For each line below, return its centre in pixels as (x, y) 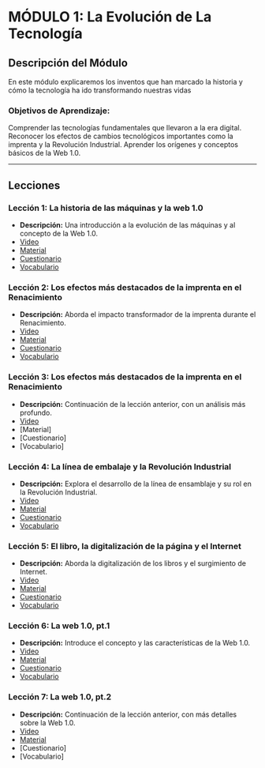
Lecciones (34, 185)
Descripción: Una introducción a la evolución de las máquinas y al (127, 224)
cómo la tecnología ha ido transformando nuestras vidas (100, 90)
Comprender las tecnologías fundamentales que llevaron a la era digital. (125, 128)
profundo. (36, 412)
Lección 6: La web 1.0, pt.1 (59, 626)
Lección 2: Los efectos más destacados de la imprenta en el (125, 287)
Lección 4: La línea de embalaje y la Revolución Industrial (120, 466)
